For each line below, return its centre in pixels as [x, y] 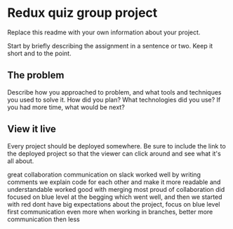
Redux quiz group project [82, 13]
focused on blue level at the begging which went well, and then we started [115, 197]
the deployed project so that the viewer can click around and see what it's [114, 153]
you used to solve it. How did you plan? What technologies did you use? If [114, 99]
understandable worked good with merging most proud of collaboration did [116, 189]
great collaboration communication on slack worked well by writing [104, 174]
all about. [21, 161]
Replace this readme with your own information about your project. [104, 32]
